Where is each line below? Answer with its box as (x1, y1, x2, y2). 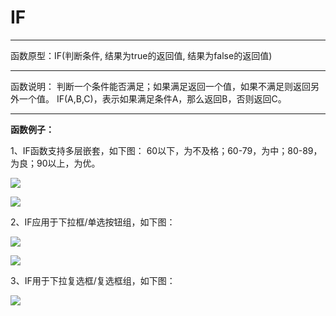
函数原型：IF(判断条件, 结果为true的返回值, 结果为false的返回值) (10, 49, 273, 61)
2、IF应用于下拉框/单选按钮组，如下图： (10, 216, 176, 228)
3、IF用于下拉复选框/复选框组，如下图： (10, 274, 176, 286)
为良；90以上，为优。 (10, 157, 101, 169)
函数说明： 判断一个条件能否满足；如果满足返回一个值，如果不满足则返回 (10, 80, 311, 92)
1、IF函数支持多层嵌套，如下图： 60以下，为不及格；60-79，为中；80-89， (10, 144, 323, 156)
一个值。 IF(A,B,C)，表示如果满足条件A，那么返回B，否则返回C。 (18, 92, 287, 105)
